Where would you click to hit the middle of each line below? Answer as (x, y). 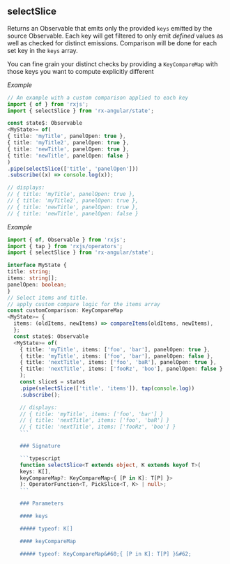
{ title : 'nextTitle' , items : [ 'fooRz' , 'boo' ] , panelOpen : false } (121, 369)
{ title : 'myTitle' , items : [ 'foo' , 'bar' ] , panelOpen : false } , (117, 356)
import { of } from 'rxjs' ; (48, 104)
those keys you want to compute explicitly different (80, 71)
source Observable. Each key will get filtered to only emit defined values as (115, 36)
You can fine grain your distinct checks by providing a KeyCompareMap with (113, 64)
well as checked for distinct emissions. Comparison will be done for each (112, 43)
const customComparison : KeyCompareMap (65, 311)
